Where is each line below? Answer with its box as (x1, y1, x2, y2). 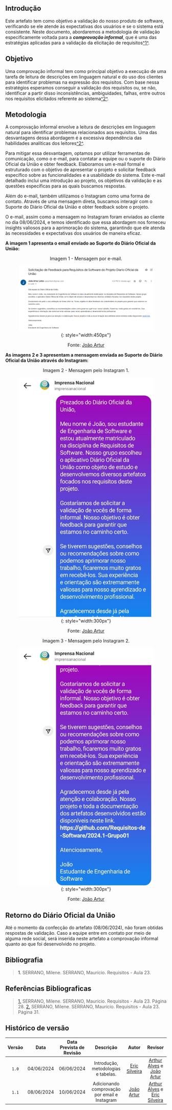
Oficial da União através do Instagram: (5, 357, 89, 363)
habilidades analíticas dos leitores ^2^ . (5, 140, 84, 146)
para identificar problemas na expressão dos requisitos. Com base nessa (5, 79, 160, 85)
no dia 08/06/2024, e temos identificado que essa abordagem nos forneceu (5, 219, 166, 226)
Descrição (95, 1044, 118, 1050)
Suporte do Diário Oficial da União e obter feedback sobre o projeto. (5, 204, 149, 210)
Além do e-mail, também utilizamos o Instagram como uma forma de (5, 193, 150, 199)
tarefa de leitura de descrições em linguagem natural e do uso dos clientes (5, 73, 163, 80)
